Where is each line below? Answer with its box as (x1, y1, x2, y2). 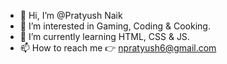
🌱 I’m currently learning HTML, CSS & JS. (19, 31, 190, 42)
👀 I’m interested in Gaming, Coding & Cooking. (19, 20, 211, 32)
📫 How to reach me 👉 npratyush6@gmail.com (19, 42, 217, 54)
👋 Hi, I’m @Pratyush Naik (19, 10, 123, 21)
